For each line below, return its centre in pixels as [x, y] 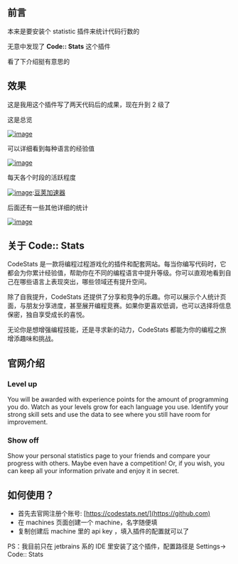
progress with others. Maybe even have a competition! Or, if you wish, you [116, 463]
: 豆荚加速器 [49, 192]
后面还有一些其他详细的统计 [48, 207]
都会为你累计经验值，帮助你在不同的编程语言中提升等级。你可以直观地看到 [116, 273]
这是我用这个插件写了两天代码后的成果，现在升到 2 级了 [89, 104]
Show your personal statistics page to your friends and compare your [109, 456]
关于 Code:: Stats [46, 246]
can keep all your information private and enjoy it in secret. [93, 471]
